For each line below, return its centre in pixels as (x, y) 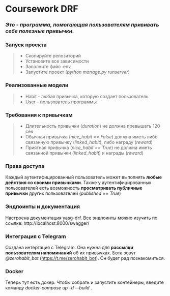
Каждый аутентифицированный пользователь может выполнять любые (83, 177)
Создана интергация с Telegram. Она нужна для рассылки (69, 247)
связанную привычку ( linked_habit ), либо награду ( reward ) (89, 142)
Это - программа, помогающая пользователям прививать (82, 25)
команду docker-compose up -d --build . (49, 288)
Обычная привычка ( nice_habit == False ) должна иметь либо (91, 137)
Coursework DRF (42, 9)
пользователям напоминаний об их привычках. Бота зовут (70, 253)
